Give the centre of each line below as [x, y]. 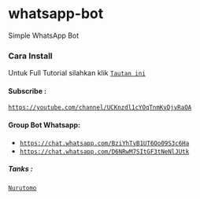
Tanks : [20, 169]
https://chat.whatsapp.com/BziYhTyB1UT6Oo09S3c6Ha [104, 143]
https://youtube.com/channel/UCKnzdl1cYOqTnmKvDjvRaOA [100, 108]
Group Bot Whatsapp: [44, 125]
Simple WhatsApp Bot [44, 35]
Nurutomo [22, 188]
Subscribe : [28, 90]
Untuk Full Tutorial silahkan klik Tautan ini [77, 73]
